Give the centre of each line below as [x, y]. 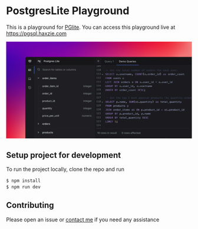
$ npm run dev [24, 187]
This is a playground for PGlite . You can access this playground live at [91, 27]
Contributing [30, 205]
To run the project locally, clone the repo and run [65, 170]
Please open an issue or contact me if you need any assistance [83, 220]
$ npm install [24, 181]
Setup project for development [64, 155]
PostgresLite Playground [68, 11]
